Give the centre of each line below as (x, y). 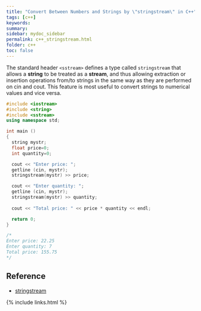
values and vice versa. (34, 93)
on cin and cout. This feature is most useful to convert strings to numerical (98, 87)
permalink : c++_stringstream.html (49, 39)
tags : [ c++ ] (21, 17)
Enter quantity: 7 (29, 247)
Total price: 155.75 (32, 252)
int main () (21, 131)
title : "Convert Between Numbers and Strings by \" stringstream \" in (95, 12)
